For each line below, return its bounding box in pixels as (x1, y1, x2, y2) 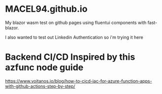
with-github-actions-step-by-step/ (5, 83, 75, 89)
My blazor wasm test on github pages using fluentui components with (5, 20, 147, 25)
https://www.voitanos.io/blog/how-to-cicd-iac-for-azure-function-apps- (5, 78, 152, 84)
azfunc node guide (5, 62, 84, 73)
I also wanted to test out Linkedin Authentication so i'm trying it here (5, 34, 144, 40)
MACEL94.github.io (5, 3, 88, 15)
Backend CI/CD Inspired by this (5, 51, 135, 63)
